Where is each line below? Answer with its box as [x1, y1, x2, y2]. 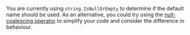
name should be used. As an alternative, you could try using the [6, 11, 163, 18]
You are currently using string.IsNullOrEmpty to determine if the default [6, 5, 184, 12]
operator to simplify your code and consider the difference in [34, 17, 185, 24]
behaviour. [6, 23, 33, 30]
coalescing [6, 17, 33, 24]
